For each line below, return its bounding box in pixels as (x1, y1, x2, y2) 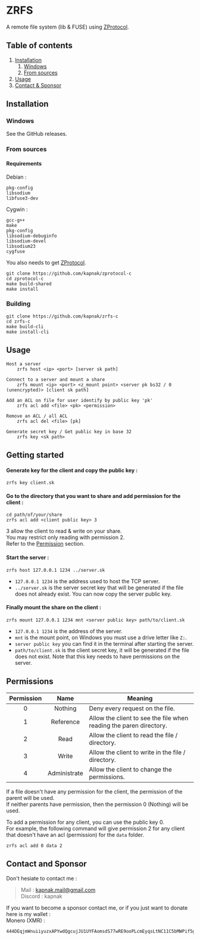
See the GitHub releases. (6, 130, 67, 138)
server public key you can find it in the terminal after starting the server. (14, 640, 194, 647)
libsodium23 (6, 243, 36, 249)
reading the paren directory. (89, 721, 168, 730)
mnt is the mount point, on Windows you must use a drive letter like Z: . (14, 634, 187, 641)
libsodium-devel (6, 238, 46, 244)
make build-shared (6, 281, 52, 287)
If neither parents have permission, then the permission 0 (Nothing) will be (6, 801, 189, 808)
